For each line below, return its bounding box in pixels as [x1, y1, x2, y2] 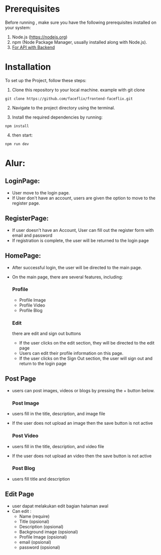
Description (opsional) [19, 523, 64, 529]
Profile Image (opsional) [19, 534, 67, 540]
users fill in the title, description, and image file [12, 411, 105, 416]
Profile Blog [19, 307, 43, 313]
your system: [5, 24, 31, 30]
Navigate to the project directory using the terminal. [12, 104, 115, 110]
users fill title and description [12, 476, 70, 482]
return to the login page [19, 361, 67, 366]
